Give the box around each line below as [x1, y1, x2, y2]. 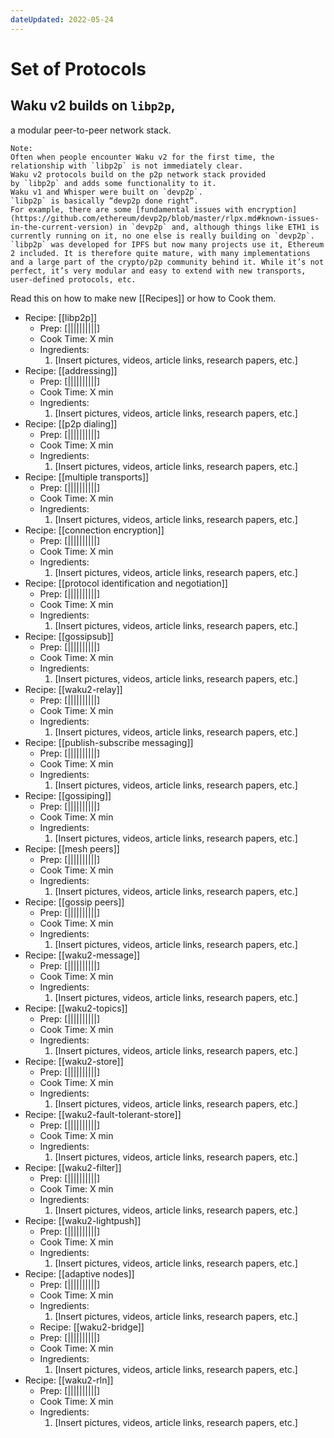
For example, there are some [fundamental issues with [10, 204, 244, 215]
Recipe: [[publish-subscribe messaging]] [24, 736, 194, 748]
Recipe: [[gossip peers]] [24, 896, 125, 908]
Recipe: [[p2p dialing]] [24, 417, 118, 430]
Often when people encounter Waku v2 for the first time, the [10, 152, 275, 162]
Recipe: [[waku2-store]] [24, 1055, 124, 1067]
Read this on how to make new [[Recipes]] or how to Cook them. [10, 292, 277, 304]
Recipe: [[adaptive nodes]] [24, 1267, 135, 1280]
